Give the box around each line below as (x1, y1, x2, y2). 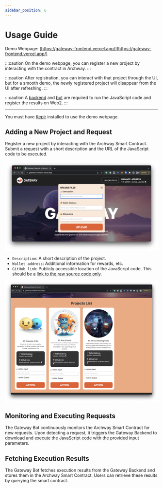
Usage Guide (5, 29, 58, 40)
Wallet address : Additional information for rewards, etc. (12, 261, 124, 266)
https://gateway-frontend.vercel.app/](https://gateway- (41, 45, 152, 51)
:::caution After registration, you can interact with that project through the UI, (5, 75, 158, 80)
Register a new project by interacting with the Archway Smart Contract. (5, 141, 147, 147)
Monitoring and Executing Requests (5, 412, 115, 420)
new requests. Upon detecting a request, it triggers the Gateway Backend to (5, 430, 157, 436)
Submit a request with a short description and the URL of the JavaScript (5, 146, 149, 152)
